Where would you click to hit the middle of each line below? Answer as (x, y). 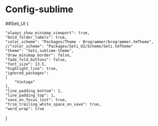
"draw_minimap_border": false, (38, 55)
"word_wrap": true (25, 109)
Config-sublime (39, 9)
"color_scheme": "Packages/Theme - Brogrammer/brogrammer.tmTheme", (80, 42)
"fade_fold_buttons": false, (36, 60)
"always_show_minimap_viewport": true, (48, 33)
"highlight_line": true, (32, 68)
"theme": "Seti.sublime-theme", (39, 51)
